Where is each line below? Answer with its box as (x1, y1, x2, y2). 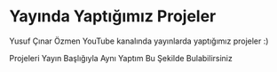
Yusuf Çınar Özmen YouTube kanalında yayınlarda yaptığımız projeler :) (9, 36, 269, 46)
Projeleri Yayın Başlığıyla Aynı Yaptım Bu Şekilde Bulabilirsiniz (9, 52, 233, 63)
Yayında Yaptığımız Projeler (9, 6, 217, 27)
